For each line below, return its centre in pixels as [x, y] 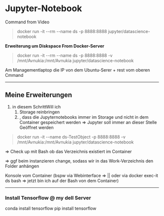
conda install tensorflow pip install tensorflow [51, 208]
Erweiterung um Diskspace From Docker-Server [55, 46]
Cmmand [14, 75]
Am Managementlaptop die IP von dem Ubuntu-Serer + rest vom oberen [78, 70]
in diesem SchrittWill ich [36, 107]
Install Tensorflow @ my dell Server [48, 198]
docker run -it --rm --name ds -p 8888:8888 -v [65, 55]
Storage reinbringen [40, 112]
